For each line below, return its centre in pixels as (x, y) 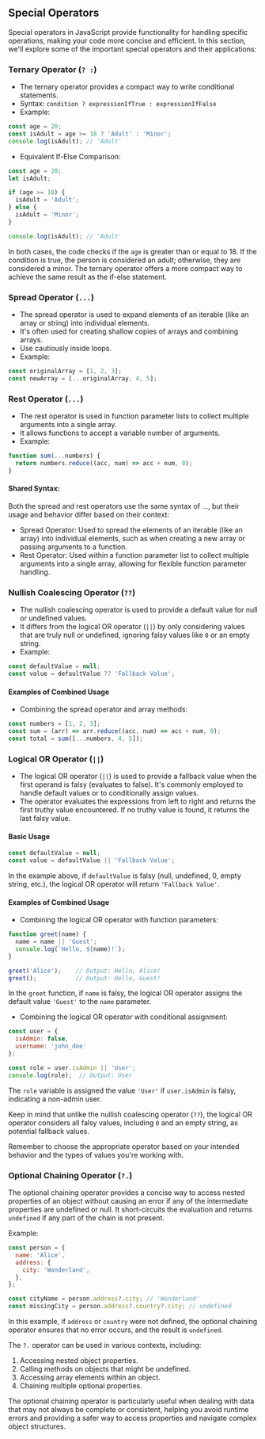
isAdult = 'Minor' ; (47, 215)
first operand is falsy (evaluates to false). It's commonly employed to (131, 784)
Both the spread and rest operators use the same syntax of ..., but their (124, 506)
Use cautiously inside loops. (66, 349)
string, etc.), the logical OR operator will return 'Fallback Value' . (114, 884)
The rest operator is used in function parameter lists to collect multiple (134, 416)
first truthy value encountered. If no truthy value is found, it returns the (134, 810)
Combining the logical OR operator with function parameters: (119, 920)
